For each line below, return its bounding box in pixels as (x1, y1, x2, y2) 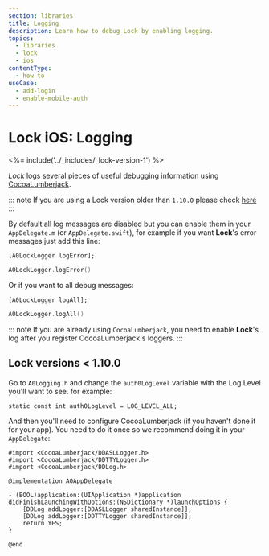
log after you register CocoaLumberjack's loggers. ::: (8, 333, 183, 343)
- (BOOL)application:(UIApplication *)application (8, 491, 181, 499)
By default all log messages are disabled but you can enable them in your (8, 219, 251, 229)
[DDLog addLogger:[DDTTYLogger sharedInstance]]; (22, 512, 193, 520)
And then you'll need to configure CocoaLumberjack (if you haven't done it (8, 416, 256, 426)
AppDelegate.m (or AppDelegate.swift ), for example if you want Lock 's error (8, 228, 257, 237)
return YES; (22, 519, 63, 527)
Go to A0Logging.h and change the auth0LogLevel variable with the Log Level (8, 377, 261, 387)
